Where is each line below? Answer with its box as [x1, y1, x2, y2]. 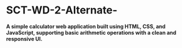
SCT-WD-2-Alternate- [6, 4, 118, 17]
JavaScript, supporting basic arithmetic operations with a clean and [6, 29, 177, 36]
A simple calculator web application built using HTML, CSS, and [6, 23, 166, 30]
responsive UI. [6, 35, 43, 42]
